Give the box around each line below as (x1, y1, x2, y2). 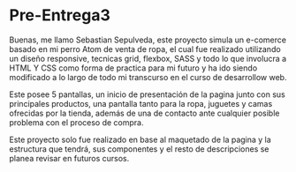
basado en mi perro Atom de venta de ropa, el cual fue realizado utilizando (9, 43, 281, 54)
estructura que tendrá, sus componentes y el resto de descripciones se (9, 143, 269, 154)
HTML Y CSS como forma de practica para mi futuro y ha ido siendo (9, 63, 258, 73)
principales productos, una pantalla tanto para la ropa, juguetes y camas (9, 98, 273, 108)
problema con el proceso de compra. (9, 116, 144, 128)
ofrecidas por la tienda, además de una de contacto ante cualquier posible (9, 108, 280, 118)
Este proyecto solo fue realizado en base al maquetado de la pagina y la (9, 134, 271, 145)
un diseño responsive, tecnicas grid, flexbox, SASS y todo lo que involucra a (9, 53, 287, 64)
